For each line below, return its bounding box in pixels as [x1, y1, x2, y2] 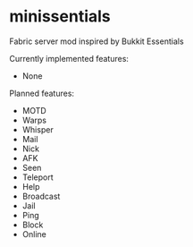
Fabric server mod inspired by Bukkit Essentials [9, 36, 185, 47]
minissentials [9, 6, 112, 27]
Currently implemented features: [9, 53, 130, 64]
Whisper [21, 123, 54, 135]
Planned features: [9, 88, 74, 98]
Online [21, 228, 46, 239]
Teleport [21, 172, 54, 183]
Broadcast [21, 191, 61, 201]
